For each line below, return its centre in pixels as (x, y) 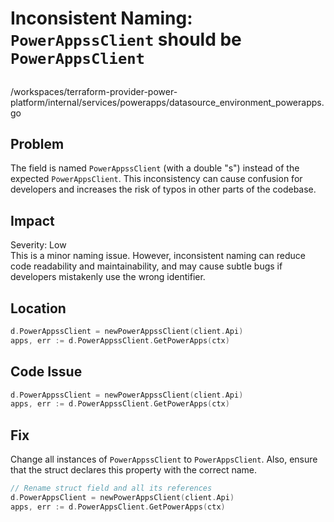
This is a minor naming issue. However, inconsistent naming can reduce (158, 256)
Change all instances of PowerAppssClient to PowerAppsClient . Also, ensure (164, 459)
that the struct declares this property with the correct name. (133, 470)
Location (38, 308)
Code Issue (46, 372)
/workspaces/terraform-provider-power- (94, 91)
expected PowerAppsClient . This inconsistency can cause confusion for (156, 179)
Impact (32, 220)
